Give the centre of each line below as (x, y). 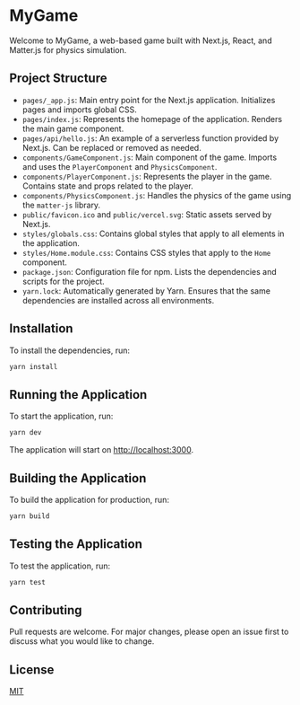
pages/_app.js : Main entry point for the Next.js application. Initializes (149, 100)
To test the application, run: (60, 566)
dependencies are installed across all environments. (118, 300)
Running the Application (78, 395)
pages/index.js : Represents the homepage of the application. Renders (152, 119)
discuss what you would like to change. (82, 641)
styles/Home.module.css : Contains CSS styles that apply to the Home (146, 252)
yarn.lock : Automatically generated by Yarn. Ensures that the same (146, 291)
